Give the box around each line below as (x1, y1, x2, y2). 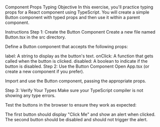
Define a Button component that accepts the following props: (5, 44, 128, 49)
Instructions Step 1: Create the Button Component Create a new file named (5, 29, 156, 35)
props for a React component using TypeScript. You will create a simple (5, 9, 150, 15)
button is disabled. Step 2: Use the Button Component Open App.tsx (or (5, 63, 150, 69)
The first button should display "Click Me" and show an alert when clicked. (5, 111, 156, 117)
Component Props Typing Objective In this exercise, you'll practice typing (5, 4, 153, 10)
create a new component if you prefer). (5, 69, 84, 74)
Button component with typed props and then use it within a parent (5, 15, 140, 20)
